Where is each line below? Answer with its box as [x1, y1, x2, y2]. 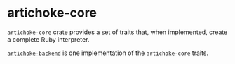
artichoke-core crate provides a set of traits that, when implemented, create [7, 28, 228, 36]
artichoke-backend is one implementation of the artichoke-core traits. [7, 49, 209, 57]
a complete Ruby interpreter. [7, 35, 90, 43]
